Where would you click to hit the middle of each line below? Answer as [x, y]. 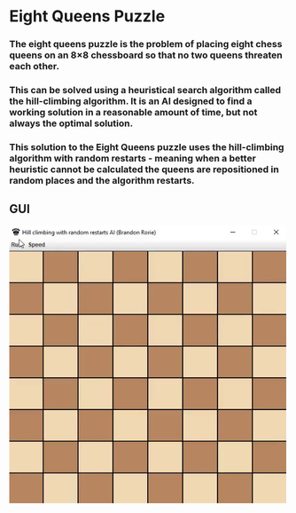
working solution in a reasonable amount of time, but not [133, 113]
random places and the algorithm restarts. [102, 180]
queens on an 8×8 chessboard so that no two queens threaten [146, 55]
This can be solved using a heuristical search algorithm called [145, 91]
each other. [35, 67]
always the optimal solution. [71, 123]
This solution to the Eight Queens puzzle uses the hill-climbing [147, 146]
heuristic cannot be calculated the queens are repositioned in [144, 169]
